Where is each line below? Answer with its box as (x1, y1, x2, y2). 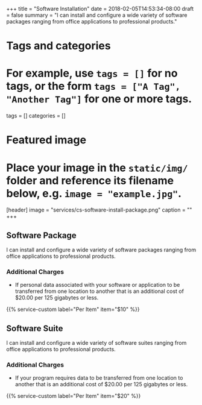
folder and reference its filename (6, 174, 174, 187)
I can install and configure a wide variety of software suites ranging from (6, 339, 187, 347)
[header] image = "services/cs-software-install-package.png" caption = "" (6, 206, 192, 213)
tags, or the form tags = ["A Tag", (6, 80, 181, 93)
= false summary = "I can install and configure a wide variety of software (6, 11, 188, 19)
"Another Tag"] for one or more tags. (6, 92, 192, 106)
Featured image (6, 133, 86, 147)
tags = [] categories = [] (6, 112, 66, 119)
